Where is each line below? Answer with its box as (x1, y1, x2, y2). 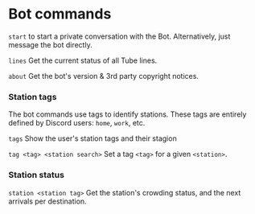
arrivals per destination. (8, 196, 87, 206)
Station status (8, 170, 64, 181)
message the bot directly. (8, 39, 93, 49)
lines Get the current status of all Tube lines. (8, 56, 158, 65)
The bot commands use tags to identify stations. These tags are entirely (8, 109, 247, 119)
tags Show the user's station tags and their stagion (8, 134, 177, 143)
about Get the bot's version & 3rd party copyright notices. (8, 71, 199, 80)
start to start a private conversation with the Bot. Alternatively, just (8, 31, 231, 41)
